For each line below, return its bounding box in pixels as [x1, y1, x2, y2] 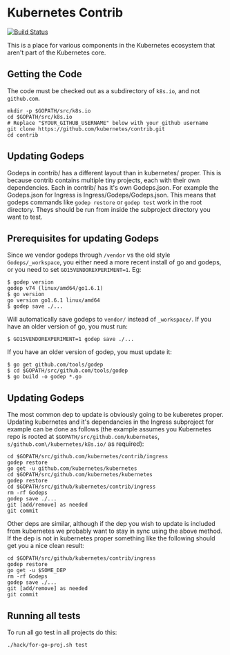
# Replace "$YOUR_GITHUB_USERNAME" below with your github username [7, 119, 209, 126]
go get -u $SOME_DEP [7, 567, 67, 574]
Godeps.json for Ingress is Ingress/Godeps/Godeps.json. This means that [7, 190, 216, 199]
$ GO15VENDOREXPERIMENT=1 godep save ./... [7, 336, 135, 343]
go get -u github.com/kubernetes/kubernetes [7, 465, 137, 472]
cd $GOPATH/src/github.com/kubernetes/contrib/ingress [7, 453, 169, 460]
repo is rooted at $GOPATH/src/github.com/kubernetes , [7, 433, 160, 441]
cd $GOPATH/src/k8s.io [7, 113, 73, 120]
